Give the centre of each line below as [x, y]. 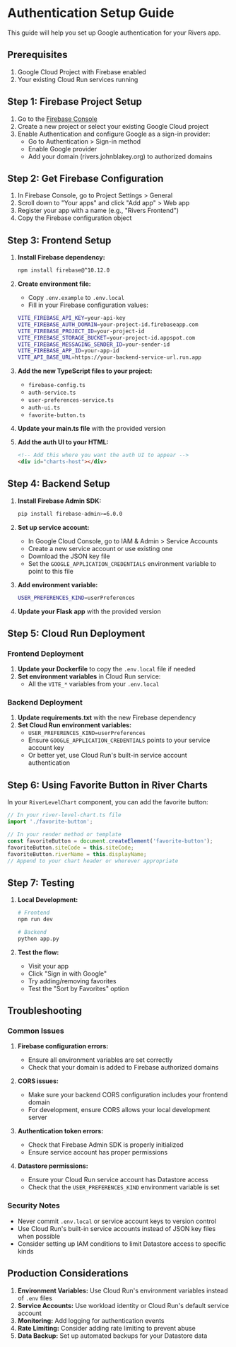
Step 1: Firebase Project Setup [75, 102]
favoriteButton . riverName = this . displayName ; [77, 854]
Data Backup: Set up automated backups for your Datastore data [112, 1336]
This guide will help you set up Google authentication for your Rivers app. [114, 33]
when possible [39, 1236]
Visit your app [48, 966]
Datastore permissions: [53, 1166]
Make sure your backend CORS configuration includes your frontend [128, 1095]
